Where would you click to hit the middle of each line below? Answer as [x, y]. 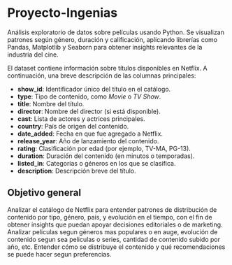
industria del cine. [33, 55]
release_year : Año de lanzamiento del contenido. [88, 141]
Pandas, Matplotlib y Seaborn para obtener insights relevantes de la [105, 47]
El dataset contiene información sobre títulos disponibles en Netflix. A [107, 68]
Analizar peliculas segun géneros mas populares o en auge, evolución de [113, 231]
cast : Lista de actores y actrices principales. [81, 119]
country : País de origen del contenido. [73, 126]
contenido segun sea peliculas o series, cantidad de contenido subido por [114, 239]
